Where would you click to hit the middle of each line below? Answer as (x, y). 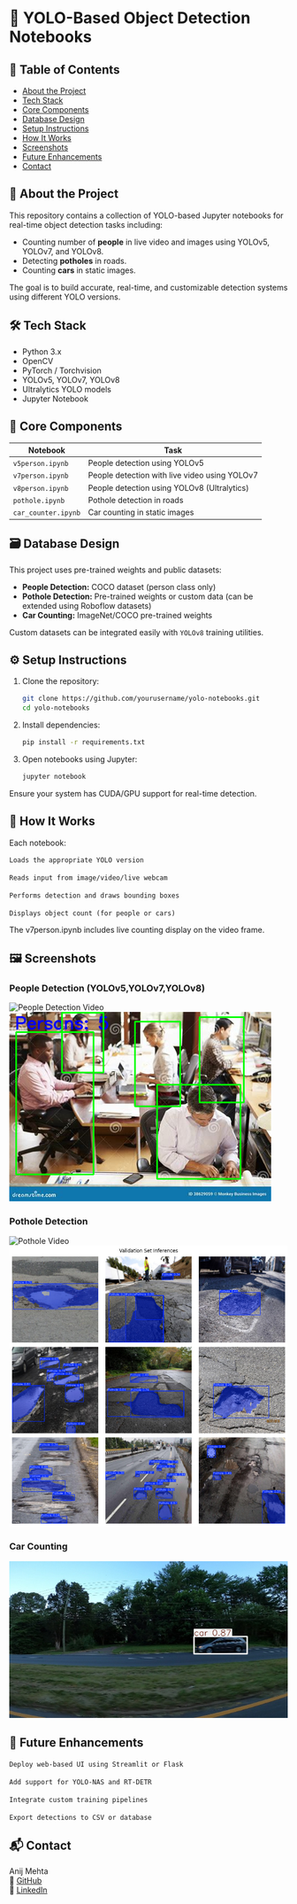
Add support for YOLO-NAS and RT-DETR (80, 1782)
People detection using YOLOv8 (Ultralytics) (168, 487)
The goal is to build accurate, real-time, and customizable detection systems (148, 287)
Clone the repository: (61, 681)
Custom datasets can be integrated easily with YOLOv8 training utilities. (137, 632)
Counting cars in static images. (79, 270)
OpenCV (38, 361)
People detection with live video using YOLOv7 (173, 475)
